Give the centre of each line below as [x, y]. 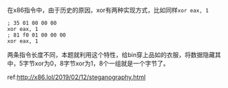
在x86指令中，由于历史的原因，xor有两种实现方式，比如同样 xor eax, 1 [108, 10]
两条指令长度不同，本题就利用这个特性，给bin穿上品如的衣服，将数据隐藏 [111, 55]
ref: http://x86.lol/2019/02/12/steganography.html [76, 77]
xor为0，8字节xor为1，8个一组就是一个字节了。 [102, 63]
